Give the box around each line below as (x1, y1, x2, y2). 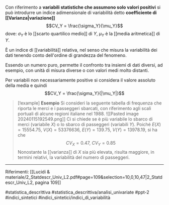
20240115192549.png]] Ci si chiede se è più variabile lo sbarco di (17, 116, 153, 122)
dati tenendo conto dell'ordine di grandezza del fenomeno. (5, 52, 127, 58)
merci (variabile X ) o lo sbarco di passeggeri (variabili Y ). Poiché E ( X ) (17, 121, 161, 127)
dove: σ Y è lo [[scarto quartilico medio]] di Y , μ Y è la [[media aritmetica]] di (5, 31, 160, 38)
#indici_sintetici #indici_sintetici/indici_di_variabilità (5, 194, 111, 200)
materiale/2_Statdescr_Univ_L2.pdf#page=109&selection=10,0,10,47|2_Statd (5, 174, 162, 180)
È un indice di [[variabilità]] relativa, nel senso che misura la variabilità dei (5, 47, 157, 53)
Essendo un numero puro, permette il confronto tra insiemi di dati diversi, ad (5, 62, 163, 68)
